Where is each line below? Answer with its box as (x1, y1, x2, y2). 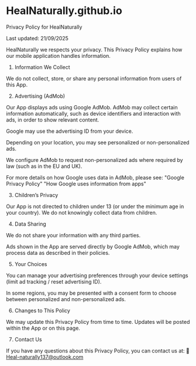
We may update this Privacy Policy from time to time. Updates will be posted (6, 318, 190, 325)
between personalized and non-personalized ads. (6, 295, 126, 302)
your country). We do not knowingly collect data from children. (6, 209, 157, 216)
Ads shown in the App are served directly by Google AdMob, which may (6, 243, 180, 250)
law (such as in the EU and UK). (6, 163, 82, 170)
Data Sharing (14, 220, 46, 227)
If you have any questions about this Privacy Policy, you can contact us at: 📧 (6, 347, 190, 354)
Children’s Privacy (14, 191, 59, 198)
